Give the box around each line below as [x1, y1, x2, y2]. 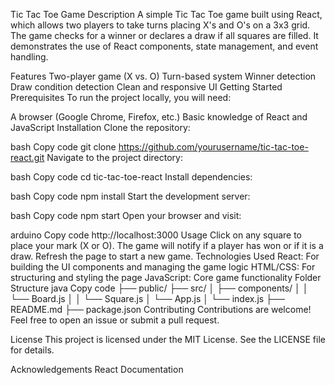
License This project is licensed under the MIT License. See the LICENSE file [10, 334, 326, 345]
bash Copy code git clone [10, 141, 117, 153]
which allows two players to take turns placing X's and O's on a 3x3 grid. [10, 19, 311, 31]
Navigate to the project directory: [46, 152, 183, 163]
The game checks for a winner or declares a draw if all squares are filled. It [10, 30, 319, 41]
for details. [10, 344, 55, 356]
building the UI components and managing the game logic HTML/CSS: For [10, 261, 316, 273]
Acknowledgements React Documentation [10, 364, 184, 375]
